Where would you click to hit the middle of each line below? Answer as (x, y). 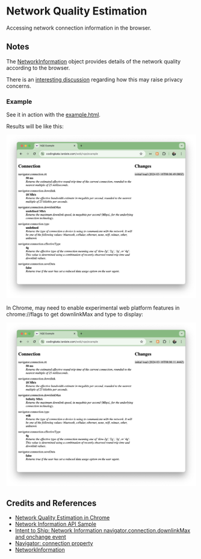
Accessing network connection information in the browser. (79, 28)
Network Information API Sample (55, 524)
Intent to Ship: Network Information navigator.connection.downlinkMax (103, 530)
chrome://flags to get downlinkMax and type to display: (75, 315)
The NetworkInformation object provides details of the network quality (94, 61)
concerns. (19, 86)
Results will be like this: (35, 126)
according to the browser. (38, 68)
